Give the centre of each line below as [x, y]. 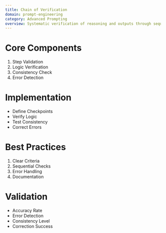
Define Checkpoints [32, 112]
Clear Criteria [26, 161]
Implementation [38, 98]
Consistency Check [32, 72]
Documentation [28, 177]
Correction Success [32, 226]
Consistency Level [31, 221]
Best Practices [36, 147]
